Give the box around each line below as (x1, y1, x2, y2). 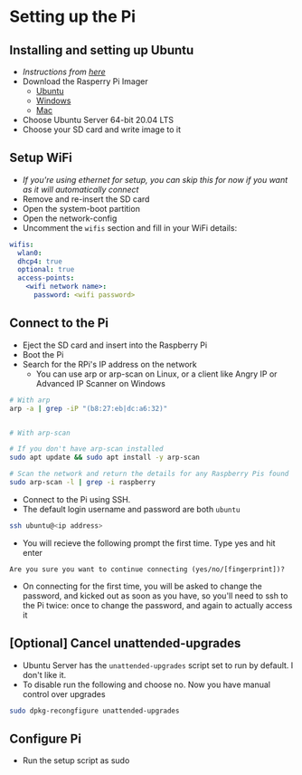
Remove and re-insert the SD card (22, 193, 150, 205)
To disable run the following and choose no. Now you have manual (22, 679, 271, 690)
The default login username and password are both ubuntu (22, 503, 241, 514)
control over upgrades (22, 688, 106, 699)
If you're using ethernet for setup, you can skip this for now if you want (22, 174, 288, 185)
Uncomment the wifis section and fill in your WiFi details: (22, 222, 238, 233)
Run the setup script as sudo (22, 755, 130, 766)
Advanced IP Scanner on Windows (35, 378, 165, 388)
